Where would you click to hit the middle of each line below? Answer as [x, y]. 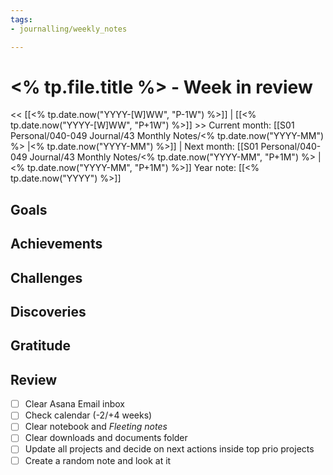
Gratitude [41, 346]
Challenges [46, 277]
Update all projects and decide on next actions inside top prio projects [169, 449]
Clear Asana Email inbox [74, 404]
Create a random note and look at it [98, 460]
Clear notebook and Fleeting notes [96, 427]
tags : [21, 19]
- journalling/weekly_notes [69, 29]
